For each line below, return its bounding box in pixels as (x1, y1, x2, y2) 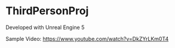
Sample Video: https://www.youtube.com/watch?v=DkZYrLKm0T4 (5, 35, 169, 42)
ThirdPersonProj (5, 4, 89, 18)
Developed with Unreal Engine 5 (5, 24, 85, 31)
